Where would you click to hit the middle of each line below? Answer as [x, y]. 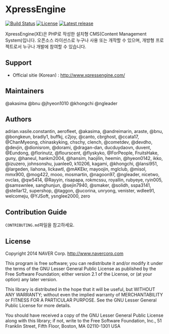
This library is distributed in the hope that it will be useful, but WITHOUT [80, 289]
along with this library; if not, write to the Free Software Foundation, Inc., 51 [83, 321]
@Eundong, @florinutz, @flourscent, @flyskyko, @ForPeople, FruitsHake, [82, 153]
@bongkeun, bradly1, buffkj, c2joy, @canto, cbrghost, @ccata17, [72, 137]
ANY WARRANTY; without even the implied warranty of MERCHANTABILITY [84, 295]
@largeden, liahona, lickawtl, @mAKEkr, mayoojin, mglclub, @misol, [76, 169]
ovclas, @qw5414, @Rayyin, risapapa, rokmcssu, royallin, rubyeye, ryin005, [84, 180]
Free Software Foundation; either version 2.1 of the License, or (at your [79, 274]
